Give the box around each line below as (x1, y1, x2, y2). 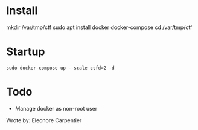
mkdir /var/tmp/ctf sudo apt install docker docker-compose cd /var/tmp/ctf (6, 24, 193, 31)
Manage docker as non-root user (14, 105, 98, 112)
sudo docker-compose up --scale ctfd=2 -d (6, 65, 115, 71)
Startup (6, 45, 45, 59)
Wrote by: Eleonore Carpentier (6, 116, 82, 124)
